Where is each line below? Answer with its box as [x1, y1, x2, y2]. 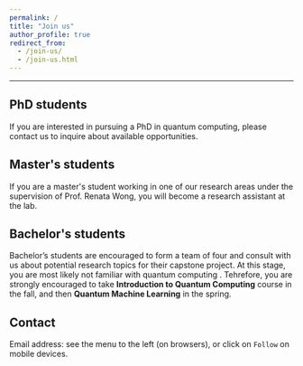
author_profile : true [9, 30, 91, 39]
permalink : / [9, 13, 59, 23]
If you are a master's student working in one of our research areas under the [9, 181, 294, 192]
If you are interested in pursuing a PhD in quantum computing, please [9, 121, 268, 132]
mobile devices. [9, 349, 69, 360]
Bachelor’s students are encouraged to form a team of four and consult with [9, 250, 291, 261]
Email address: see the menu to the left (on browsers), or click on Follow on [9, 339, 290, 350]
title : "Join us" [9, 22, 75, 31]
